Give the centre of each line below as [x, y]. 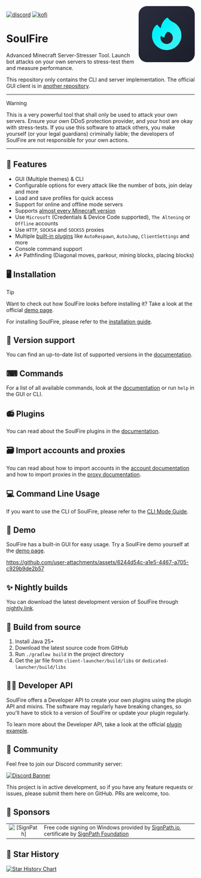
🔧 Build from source [44, 627]
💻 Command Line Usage [53, 494]
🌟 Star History [33, 854]
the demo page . [26, 551]
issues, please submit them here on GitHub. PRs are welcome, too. [88, 793]
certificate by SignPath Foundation [86, 834]
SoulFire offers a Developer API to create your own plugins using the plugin [99, 700]
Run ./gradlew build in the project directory [69, 654]
